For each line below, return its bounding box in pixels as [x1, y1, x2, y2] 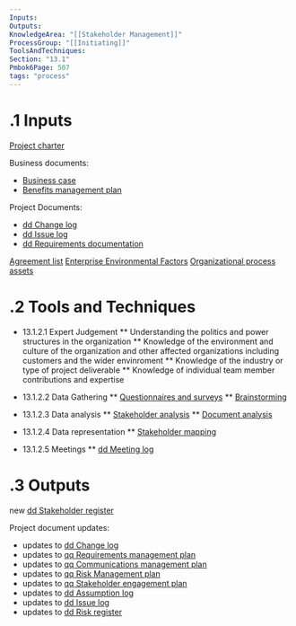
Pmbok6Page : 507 [9, 64, 70, 73]
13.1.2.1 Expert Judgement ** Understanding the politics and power [22, 326, 269, 337]
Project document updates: [9, 522, 110, 533]
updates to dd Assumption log [22, 587, 135, 598]
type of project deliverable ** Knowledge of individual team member [22, 365, 275, 375]
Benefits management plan [22, 184, 123, 195]
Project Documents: [9, 201, 83, 212]
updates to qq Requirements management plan [22, 549, 196, 560]
